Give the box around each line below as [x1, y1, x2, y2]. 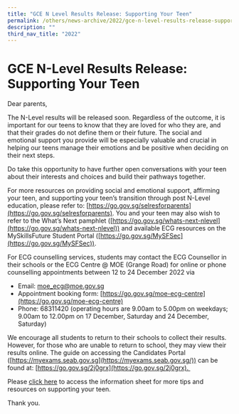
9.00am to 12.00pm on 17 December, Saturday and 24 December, [17, 312, 210, 321]
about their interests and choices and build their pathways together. [7, 172, 206, 181]
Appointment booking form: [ [17, 290, 103, 298]
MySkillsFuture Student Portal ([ [7, 232, 101, 240]
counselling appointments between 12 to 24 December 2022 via [7, 268, 196, 277]
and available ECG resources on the [121, 224, 226, 233]
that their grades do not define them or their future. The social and [7, 129, 202, 137]
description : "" [7, 23, 55, 31]
